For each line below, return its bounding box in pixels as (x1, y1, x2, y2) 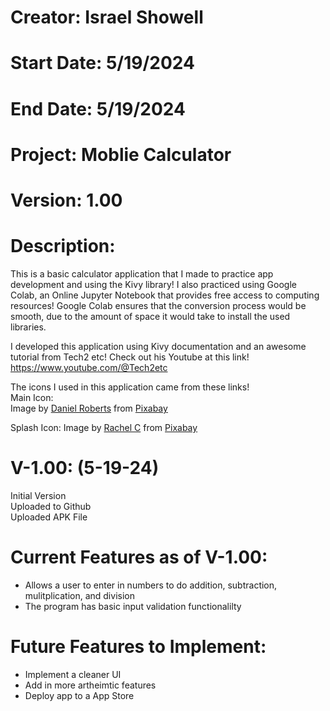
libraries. (10, 321, 47, 333)
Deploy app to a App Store (24, 689, 135, 701)
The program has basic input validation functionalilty (24, 600, 242, 612)
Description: (10, 235, 116, 258)
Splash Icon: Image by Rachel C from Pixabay (10, 421, 198, 433)
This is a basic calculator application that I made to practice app (10, 267, 274, 280)
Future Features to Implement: (10, 635, 267, 658)
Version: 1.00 (10, 189, 123, 211)
